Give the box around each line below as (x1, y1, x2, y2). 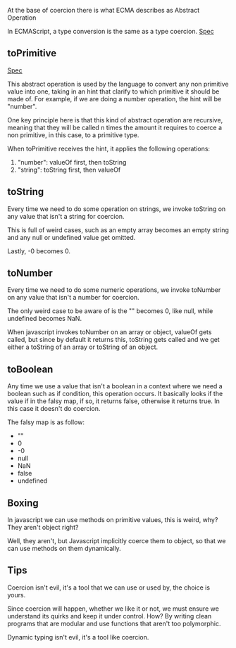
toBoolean (7, 363, 54, 375)
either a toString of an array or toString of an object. (7, 343, 159, 351)
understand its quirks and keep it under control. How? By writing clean (7, 611, 212, 620)
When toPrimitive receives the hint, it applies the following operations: (7, 144, 210, 153)
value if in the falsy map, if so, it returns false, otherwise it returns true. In (7, 397, 221, 405)
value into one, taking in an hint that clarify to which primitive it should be (7, 87, 220, 96)
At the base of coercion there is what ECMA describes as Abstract (7, 6, 199, 14)
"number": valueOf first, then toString (17, 158, 127, 166)
